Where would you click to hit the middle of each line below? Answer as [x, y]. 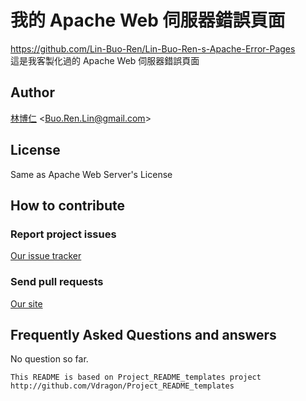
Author [32, 92]
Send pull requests [57, 282]
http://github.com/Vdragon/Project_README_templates [122, 386]
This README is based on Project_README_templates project [136, 377]
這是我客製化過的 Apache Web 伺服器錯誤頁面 [105, 60]
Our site [26, 303]
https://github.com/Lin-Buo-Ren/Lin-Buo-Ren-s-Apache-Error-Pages [153, 48]
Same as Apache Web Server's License [91, 174]
